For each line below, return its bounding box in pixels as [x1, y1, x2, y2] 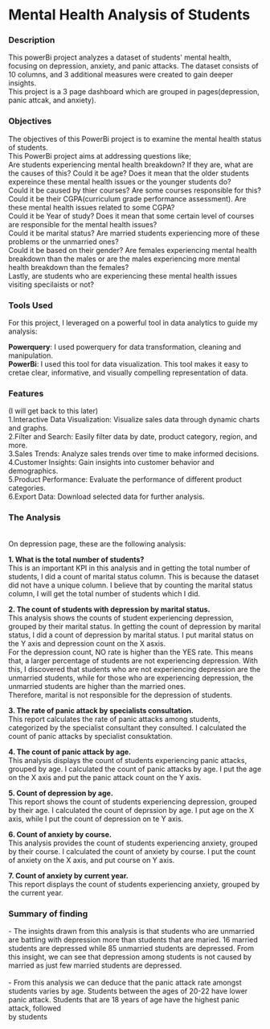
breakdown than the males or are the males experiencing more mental [8, 254, 241, 263]
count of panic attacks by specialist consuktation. [8, 731, 173, 741]
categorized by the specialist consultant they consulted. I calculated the [8, 723, 247, 732]
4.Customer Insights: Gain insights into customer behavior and [8, 458, 215, 467]
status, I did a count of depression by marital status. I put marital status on [8, 630, 254, 640]
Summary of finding [8, 908, 88, 919]
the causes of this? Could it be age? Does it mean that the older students [8, 168, 249, 178]
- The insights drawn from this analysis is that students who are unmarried [8, 926, 255, 936]
